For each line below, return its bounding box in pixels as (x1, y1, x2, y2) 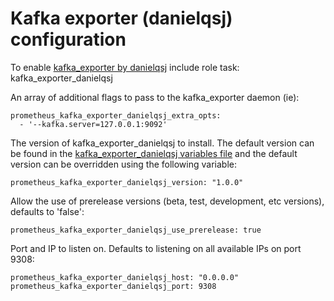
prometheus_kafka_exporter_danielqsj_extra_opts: (10, 110, 222, 121)
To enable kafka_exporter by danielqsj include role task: (10, 61, 240, 73)
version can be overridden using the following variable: (10, 158, 237, 170)
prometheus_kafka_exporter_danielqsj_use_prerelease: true (10, 225, 262, 235)
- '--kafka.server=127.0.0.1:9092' (19, 119, 168, 129)
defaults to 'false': (10, 205, 85, 217)
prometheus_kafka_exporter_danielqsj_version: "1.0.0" (10, 177, 244, 187)
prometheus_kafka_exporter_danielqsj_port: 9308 (10, 281, 217, 291)
